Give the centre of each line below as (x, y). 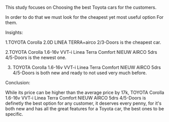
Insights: (14, 32)
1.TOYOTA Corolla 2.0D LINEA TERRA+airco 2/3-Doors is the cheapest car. (83, 42)
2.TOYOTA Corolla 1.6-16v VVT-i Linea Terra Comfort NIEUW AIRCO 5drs (81, 52)
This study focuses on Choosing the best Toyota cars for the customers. (81, 7)
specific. (14, 114)
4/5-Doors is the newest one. (36, 57)
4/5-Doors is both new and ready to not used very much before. (80, 73)
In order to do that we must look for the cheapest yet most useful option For (84, 17)
